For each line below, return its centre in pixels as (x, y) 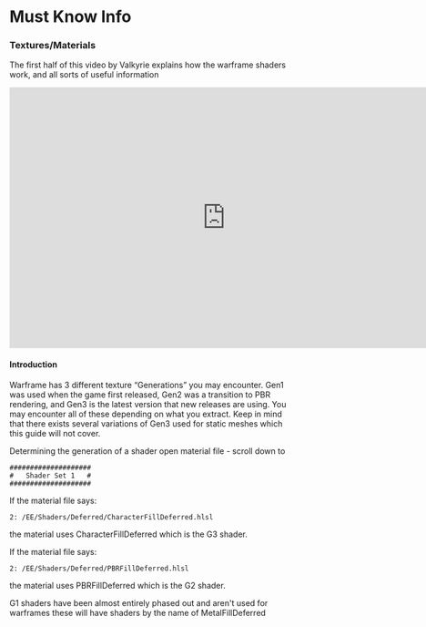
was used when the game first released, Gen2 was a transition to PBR (140, 395)
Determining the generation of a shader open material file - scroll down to (147, 451)
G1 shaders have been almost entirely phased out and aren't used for (139, 602)
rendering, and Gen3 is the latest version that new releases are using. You (148, 404)
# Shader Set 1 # (51, 476)
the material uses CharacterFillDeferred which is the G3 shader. (128, 534)
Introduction (33, 365)
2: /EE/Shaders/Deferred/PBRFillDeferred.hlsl (99, 568)
